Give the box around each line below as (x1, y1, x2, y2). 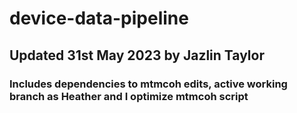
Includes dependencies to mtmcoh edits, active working (9, 77, 288, 91)
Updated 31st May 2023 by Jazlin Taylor (9, 47, 265, 64)
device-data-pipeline (9, 7, 189, 30)
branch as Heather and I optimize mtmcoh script (9, 89, 249, 103)
